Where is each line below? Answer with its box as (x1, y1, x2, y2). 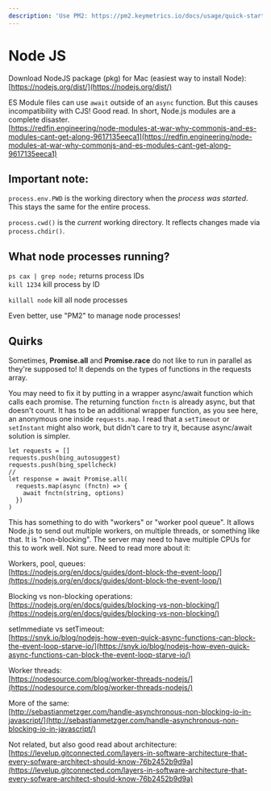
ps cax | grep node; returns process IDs (8, 271, 145, 281)
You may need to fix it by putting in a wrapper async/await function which (8, 389, 253, 398)
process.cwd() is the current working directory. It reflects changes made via (8, 218, 261, 227)
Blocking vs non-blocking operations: (8, 592, 133, 601)
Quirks (8, 334, 43, 348)
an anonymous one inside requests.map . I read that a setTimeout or (8, 414, 230, 423)
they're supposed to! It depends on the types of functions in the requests (8, 364, 252, 373)
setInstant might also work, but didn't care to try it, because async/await (8, 423, 252, 432)
